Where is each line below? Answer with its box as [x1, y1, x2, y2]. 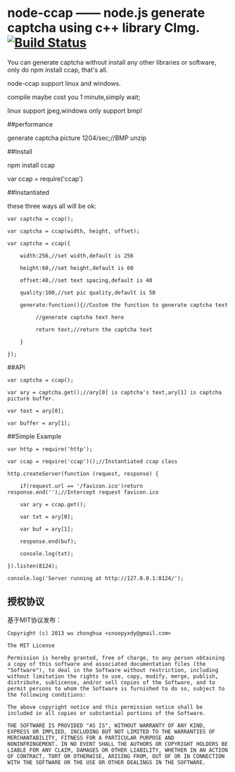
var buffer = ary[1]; [7, 420, 71, 427]
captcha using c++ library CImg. [7, 20, 200, 36]
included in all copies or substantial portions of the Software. [7, 709, 206, 716]
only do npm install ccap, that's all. [7, 65, 108, 74]
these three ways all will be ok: [7, 202, 96, 210]
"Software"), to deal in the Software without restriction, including [7, 667, 219, 674]
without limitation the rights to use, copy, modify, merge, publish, [7, 673, 219, 680]
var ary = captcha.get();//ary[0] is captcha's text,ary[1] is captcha [7, 389, 222, 396]
